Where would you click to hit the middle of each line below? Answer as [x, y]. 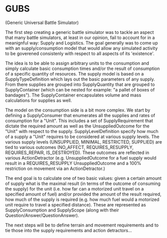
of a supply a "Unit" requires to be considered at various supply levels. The [82, 136]
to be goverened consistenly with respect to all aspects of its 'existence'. [80, 53]
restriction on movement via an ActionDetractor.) [55, 168]
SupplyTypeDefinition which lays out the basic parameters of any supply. [80, 79]
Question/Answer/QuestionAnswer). [42, 215]
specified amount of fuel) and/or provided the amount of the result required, [83, 194]
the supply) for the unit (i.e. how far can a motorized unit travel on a [75, 188]
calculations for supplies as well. [39, 100]
